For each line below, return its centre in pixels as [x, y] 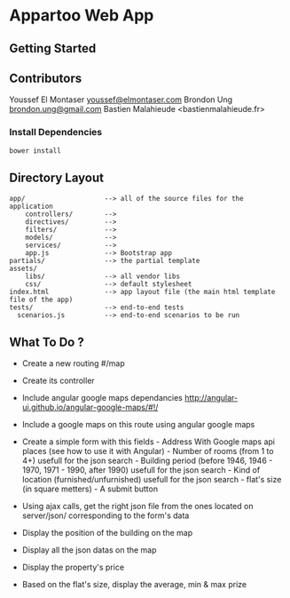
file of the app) [41, 299]
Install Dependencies [56, 132]
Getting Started [53, 48]
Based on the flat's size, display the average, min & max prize [134, 585]
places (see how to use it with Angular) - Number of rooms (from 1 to [148, 451]
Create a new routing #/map [74, 363]
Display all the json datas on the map [89, 550]
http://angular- [211, 398]
